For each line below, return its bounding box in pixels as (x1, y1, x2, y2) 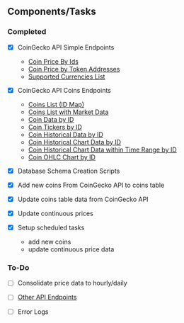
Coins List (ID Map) (28, 100, 85, 108)
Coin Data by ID (28, 115, 74, 123)
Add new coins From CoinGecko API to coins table (17, 181, 165, 189)
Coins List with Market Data (28, 108, 109, 116)
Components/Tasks (7, 6, 97, 18)
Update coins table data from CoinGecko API (17, 195, 149, 203)
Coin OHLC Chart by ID (28, 152, 96, 161)
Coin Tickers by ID (28, 123, 83, 131)
